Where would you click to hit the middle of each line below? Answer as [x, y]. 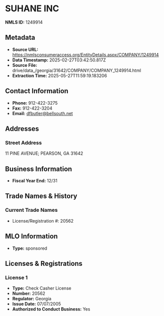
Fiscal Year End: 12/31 [35, 181]
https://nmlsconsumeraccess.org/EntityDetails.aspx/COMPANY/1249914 [85, 55]
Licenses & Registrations [44, 263]
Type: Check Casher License [42, 288]
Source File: [25, 65]
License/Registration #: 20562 [43, 221]
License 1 [16, 277]
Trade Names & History [41, 196]
